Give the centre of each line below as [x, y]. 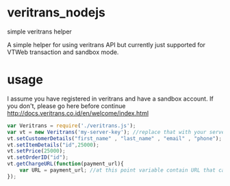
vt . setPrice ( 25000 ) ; [37, 151]
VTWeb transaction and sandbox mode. [63, 52]
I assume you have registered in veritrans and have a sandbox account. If [110, 98]
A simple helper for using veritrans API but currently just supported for [106, 44]
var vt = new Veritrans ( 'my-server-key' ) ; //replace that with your [107, 132]
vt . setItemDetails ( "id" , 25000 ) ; [53, 145]
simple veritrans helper [39, 31]
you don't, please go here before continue [66, 106]
